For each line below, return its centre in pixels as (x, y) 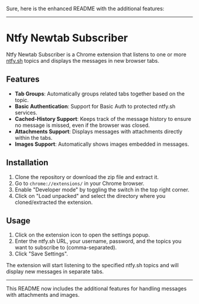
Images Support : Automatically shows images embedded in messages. (102, 144)
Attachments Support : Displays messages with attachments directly (98, 131)
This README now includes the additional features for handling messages (97, 289)
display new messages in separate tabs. (55, 271)
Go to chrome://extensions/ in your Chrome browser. (80, 183)
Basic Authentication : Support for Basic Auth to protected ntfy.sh (95, 106)
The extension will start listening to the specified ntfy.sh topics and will (92, 265)
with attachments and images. (43, 295)
